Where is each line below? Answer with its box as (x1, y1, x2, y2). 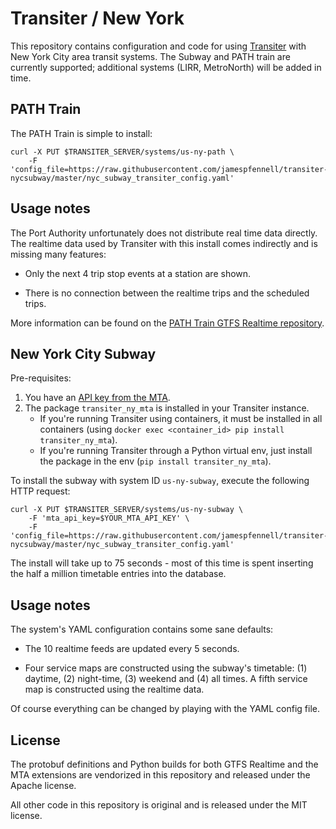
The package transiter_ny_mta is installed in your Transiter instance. (24, 402, 310, 414)
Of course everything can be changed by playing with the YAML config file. (10, 703, 320, 715)
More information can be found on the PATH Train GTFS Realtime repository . (10, 317, 325, 329)
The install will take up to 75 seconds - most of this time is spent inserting (10, 557, 314, 569)
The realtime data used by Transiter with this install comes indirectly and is (10, 237, 318, 249)
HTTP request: (10, 485, 71, 497)
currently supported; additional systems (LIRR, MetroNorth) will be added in (10, 61, 322, 73)
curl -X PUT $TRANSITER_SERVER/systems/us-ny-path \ (10, 147, 235, 157)
